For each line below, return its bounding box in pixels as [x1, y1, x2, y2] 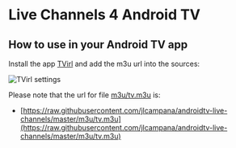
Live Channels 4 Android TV [8, 6, 200, 24]
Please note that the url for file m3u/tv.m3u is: [8, 90, 161, 100]
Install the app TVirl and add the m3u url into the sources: [8, 59, 200, 68]
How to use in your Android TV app [8, 38, 188, 51]
